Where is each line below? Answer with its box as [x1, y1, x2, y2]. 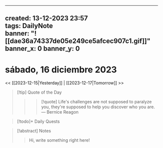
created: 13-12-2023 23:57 [5, 14, 88, 22]
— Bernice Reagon [41, 109, 79, 115]
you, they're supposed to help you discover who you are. [41, 104, 155, 110]
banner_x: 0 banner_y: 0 [5, 45, 80, 53]
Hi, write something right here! [29, 137, 90, 143]
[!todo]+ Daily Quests [16, 118, 60, 124]
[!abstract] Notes [16, 128, 51, 134]
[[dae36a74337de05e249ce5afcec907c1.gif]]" [5, 37, 151, 45]
